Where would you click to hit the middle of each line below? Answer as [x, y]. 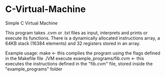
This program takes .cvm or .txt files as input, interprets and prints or [76, 32]
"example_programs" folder [34, 69]
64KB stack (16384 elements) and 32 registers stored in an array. [73, 43]
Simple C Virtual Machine [31, 23]
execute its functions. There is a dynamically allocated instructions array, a [82, 38]
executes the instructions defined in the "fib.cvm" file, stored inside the [79, 63]
